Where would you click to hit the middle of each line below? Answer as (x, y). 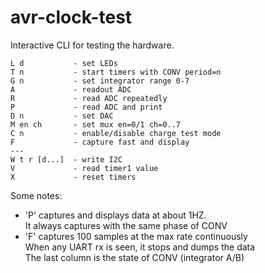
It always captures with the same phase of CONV (126, 225)
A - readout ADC (71, 89)
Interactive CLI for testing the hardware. (92, 45)
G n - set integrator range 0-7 (100, 81)
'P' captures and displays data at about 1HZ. (115, 215)
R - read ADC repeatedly (89, 98)
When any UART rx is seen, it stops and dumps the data (140, 247)
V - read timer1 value (84, 168)
